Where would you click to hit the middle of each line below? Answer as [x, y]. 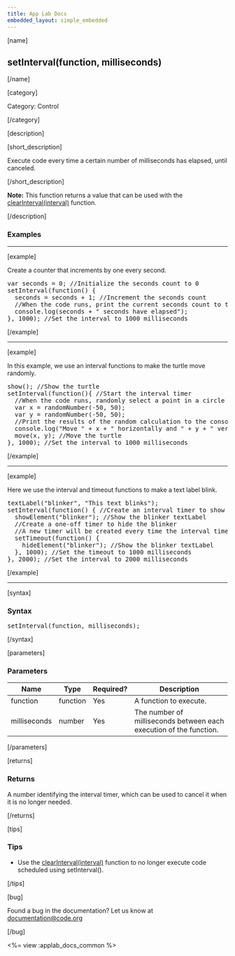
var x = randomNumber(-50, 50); [70, 407]
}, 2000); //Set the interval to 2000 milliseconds [98, 559]
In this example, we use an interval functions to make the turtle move [106, 365]
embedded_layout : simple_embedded [58, 20]
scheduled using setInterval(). [60, 870]
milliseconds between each [179, 721]
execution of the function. [176, 730]
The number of [159, 713]
